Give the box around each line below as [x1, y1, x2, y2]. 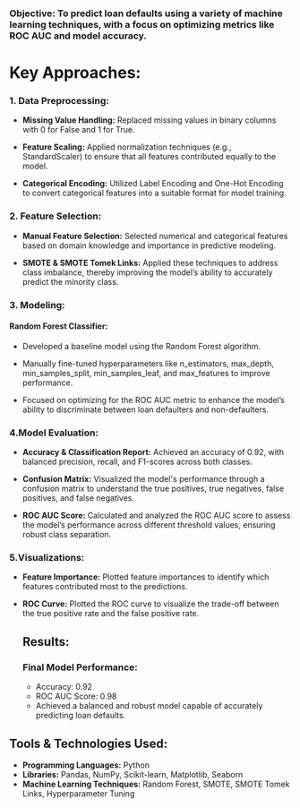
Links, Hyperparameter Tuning [21, 787, 135, 799]
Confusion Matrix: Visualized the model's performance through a [21, 474, 266, 485]
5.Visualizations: [9, 552, 85, 564]
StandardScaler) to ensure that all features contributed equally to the [21, 151, 276, 162]
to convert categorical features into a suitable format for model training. [21, 187, 287, 199]
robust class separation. [21, 529, 112, 540]
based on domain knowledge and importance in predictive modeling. [21, 240, 276, 251]
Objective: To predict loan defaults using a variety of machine [9, 7, 284, 20]
